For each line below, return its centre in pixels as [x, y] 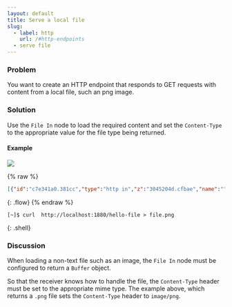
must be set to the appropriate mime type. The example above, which [106, 288]
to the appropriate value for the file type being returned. [87, 132]
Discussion [27, 246]
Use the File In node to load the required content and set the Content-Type [115, 125]
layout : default [30, 13]
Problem [22, 70]
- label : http [33, 33]
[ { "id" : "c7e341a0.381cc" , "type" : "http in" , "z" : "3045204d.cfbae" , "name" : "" [117, 189]
